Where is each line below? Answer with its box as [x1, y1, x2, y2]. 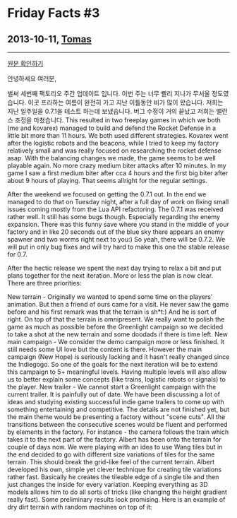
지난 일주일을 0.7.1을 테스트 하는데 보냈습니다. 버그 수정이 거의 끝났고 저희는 [7, 107, 215, 115]
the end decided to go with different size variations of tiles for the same [7, 450, 215, 459]
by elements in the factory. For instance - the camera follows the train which [7, 428, 229, 436]
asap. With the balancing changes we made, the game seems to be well [7, 154, 217, 162]
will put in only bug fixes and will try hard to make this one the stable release [7, 242, 229, 251]
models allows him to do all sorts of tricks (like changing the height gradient [7, 488, 228, 496]
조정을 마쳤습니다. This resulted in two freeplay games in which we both [14, 116, 221, 124]
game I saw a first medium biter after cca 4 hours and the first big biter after [7, 169, 229, 177]
